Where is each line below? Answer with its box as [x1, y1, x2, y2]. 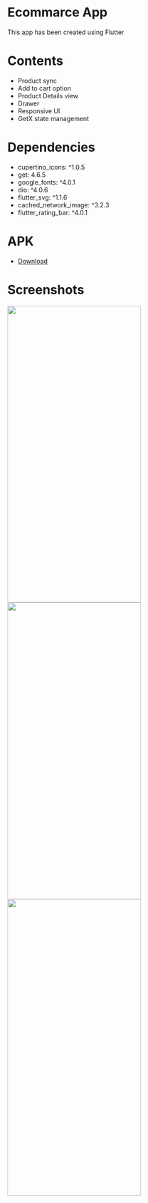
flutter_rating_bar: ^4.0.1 [17, 208, 88, 217]
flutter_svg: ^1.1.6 [17, 193, 68, 202]
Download [17, 257, 48, 265]
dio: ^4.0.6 [17, 185, 48, 194]
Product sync [17, 76, 58, 85]
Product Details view [17, 91, 79, 100]
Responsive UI [17, 106, 60, 115]
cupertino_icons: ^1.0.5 [17, 162, 85, 171]
